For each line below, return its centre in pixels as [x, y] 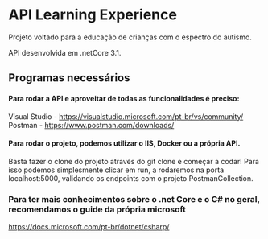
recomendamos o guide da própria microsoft [97, 209]
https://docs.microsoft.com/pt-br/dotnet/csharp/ [89, 227]
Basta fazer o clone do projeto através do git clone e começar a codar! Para [134, 161]
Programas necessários [69, 78]
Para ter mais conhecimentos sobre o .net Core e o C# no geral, [134, 199]
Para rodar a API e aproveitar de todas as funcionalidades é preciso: [124, 98]
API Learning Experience [93, 15]
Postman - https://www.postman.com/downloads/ [91, 125]
